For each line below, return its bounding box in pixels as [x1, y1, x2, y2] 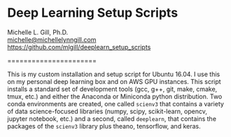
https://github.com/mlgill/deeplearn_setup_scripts [7, 43, 151, 51]
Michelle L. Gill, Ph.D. [7, 28, 69, 36]
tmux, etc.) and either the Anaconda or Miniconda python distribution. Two [7, 92, 223, 101]
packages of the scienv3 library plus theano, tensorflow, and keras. [7, 122, 201, 130]
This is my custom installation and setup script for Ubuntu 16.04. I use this [7, 70, 220, 78]
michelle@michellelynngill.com [7, 35, 97, 43]
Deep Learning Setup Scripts [7, 5, 178, 21]
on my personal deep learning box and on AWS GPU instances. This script [7, 77, 222, 85]
